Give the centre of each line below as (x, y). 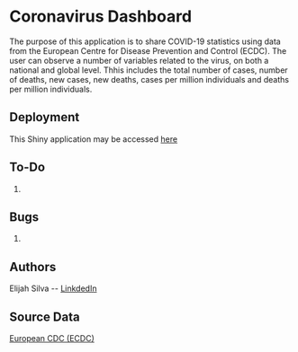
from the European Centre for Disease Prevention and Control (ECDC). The (148, 50)
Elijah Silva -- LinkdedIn (53, 288)
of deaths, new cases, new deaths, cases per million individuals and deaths (149, 79)
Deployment (45, 117)
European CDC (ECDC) (52, 338)
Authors (33, 267)
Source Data (45, 317)
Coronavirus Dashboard (100, 17)
